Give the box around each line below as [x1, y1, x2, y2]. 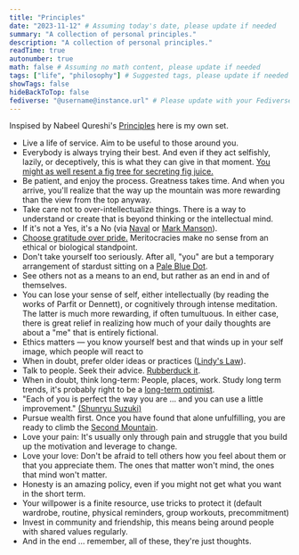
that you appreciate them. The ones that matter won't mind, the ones [21, 460, 275, 471]
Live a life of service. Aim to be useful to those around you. [21, 137, 238, 148]
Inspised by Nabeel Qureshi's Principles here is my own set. [9, 120, 229, 131]
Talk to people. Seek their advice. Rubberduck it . [21, 365, 201, 376]
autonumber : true [9, 54, 74, 63]
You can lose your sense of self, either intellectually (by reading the [21, 289, 270, 300]
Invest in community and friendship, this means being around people [21, 517, 274, 527]
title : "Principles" [9, 12, 86, 22]
